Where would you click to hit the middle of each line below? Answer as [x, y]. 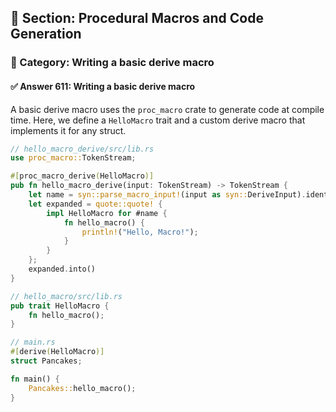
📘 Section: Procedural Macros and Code [137, 18]
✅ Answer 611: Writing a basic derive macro [103, 86]
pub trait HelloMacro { [60, 306]
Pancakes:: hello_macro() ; [82, 388]
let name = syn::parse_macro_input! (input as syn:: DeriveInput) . [167, 195]
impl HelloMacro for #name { [107, 213]
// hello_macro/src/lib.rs [66, 296]
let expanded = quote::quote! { [95, 204]
